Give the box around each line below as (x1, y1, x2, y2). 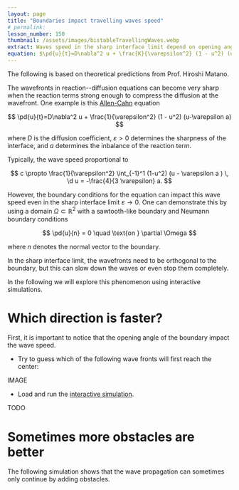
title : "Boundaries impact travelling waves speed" (7, 17, 164, 24)
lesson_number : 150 (7, 30, 65, 38)
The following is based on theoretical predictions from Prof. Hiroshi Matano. (7, 69, 230, 78)
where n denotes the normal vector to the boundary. (7, 242, 161, 251)
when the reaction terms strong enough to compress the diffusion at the (7, 90, 219, 100)
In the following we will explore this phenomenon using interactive (7, 277, 201, 286)
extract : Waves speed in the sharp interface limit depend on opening (7, 43, 221, 51)
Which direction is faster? (7, 310, 163, 326)
